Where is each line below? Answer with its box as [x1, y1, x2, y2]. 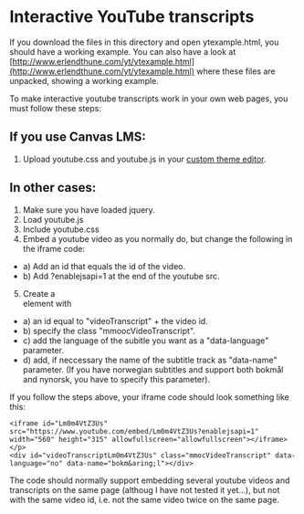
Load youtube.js [22, 214, 84, 225]
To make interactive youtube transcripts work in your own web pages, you [9, 93, 288, 104]
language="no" [9, 458, 64, 467]
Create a [22, 288, 56, 299]
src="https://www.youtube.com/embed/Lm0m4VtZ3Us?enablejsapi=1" [9, 426, 259, 435]
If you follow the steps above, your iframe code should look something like [9, 391, 289, 403]
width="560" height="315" [9, 435, 108, 444]
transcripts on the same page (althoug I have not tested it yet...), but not [9, 484, 280, 495]
